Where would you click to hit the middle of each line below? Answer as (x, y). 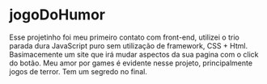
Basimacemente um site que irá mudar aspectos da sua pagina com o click (134, 54)
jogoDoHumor (57, 15)
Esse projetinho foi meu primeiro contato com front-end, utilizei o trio (124, 37)
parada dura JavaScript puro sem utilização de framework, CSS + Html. (129, 45)
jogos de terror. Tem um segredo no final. (78, 71)
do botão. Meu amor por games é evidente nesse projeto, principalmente (131, 63)
